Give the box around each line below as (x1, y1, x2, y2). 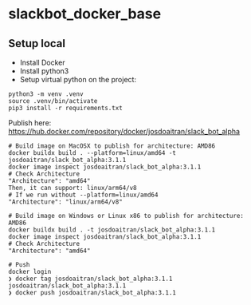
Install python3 (19, 66, 69, 76)
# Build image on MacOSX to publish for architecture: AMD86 (8, 142, 216, 150)
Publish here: (8, 118, 52, 128)
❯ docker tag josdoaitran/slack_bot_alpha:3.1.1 (8, 275, 173, 283)
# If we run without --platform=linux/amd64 (8, 191, 159, 199)
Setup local (8, 37, 66, 50)
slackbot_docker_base (8, 5, 162, 23)
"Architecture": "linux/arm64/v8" (8, 198, 124, 206)
